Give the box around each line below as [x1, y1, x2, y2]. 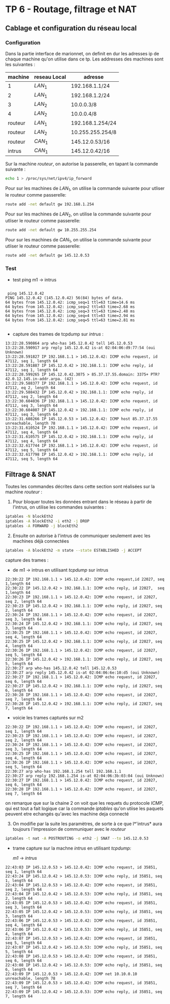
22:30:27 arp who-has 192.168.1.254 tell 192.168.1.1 [5, 769, 122, 774]
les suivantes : [5, 61, 36, 67]
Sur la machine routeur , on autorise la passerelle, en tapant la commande [5, 161, 158, 167]
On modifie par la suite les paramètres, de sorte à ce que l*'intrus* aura [12, 821, 162, 827]
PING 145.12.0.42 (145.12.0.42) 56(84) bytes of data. [5, 295, 124, 300]
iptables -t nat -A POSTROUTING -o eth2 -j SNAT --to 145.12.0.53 [5, 836, 149, 841]
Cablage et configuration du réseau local [5, 24, 137, 33]
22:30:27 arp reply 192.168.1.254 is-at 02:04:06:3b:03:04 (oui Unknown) [5, 773, 165, 778]
